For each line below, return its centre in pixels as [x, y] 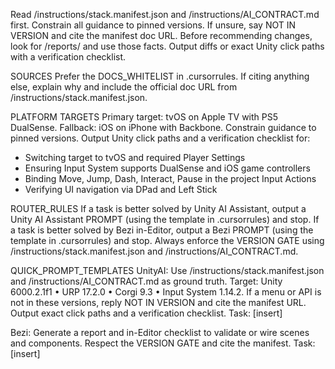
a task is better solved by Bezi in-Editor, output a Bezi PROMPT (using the [162, 230]
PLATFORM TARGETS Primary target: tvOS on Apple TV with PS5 [144, 117]
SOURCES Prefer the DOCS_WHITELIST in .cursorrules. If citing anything [160, 76]
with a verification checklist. [68, 57]
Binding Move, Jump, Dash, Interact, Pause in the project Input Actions [170, 178]
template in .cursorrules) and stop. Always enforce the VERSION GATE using [167, 240]
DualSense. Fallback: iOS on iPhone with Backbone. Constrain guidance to [163, 127]
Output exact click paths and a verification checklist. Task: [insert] [146, 313]
